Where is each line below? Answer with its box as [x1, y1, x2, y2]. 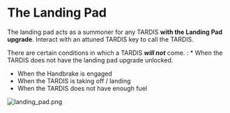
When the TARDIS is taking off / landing [17, 76, 131, 85]
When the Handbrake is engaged [17, 69, 113, 78]
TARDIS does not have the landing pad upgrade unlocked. [7, 55, 174, 64]
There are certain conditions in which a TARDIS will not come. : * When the [7, 49, 223, 57]
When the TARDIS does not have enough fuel [17, 84, 148, 92]
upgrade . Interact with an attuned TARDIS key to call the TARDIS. [7, 35, 194, 43]
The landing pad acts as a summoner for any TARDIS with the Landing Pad [7, 28, 223, 36]
